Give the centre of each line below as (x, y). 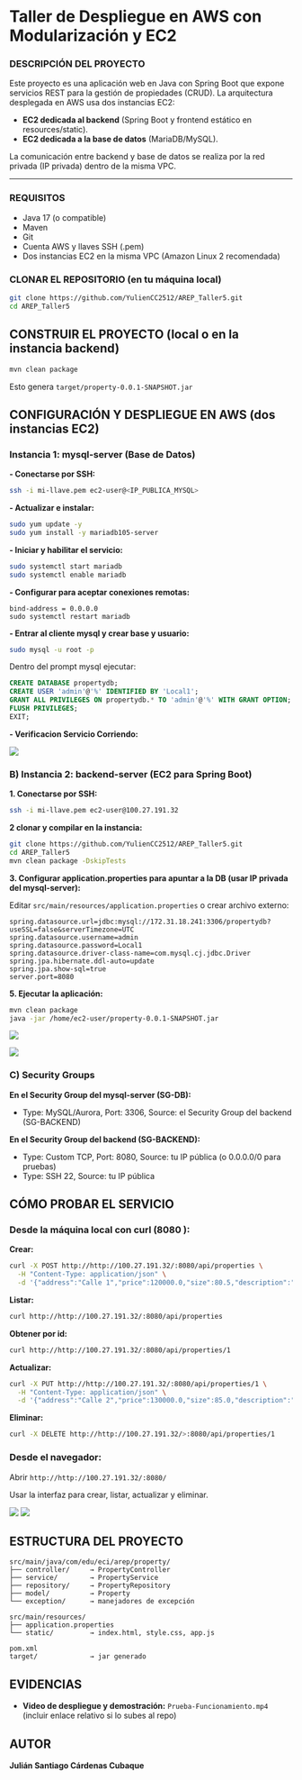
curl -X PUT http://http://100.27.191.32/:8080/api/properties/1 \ (138, 1384)
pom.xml (24, 1649)
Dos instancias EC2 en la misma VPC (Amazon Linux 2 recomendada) (151, 256)
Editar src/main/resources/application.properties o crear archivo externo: (149, 905)
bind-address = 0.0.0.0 (54, 608)
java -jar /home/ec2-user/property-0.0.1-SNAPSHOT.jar (114, 1018)
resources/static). (55, 130)
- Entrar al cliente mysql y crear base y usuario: (99, 633)
